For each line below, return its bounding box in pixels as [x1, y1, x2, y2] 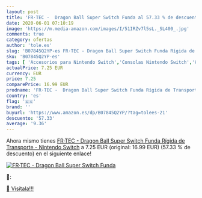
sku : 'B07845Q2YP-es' [6, 54, 61, 60]
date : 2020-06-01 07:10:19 [6, 20, 74, 26]
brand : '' [6, 104, 31, 110]
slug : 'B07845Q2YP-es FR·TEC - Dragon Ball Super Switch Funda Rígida [6, 48, 187, 54]
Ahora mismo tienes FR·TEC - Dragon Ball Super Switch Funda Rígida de [6, 137, 185, 144]
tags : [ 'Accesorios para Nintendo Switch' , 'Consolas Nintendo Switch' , [6, 59, 192, 65]
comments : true [6, 31, 44, 37]
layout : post [6, 8, 39, 15]
